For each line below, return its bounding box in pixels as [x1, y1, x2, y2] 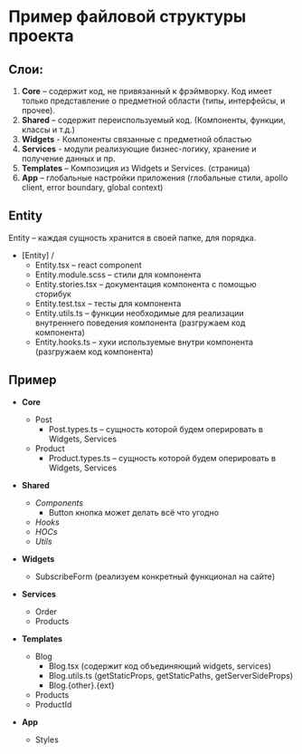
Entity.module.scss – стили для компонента [34, 269, 202, 280]
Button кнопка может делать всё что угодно [48, 507, 219, 517]
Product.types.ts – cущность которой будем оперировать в [48, 452, 277, 463]
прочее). [21, 105, 56, 115]
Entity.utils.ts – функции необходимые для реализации [34, 307, 245, 318]
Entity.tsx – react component [34, 259, 142, 270]
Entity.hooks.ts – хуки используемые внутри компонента [34, 336, 254, 347]
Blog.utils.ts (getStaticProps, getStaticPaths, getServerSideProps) [48, 670, 294, 681]
